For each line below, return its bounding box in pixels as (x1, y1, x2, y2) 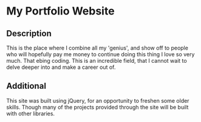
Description (6, 28, 52, 39)
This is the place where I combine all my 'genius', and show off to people (6, 44, 188, 51)
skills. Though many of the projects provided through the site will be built (6, 103, 189, 111)
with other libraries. (6, 110, 55, 117)
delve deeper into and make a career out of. (6, 63, 116, 71)
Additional (6, 81, 47, 91)
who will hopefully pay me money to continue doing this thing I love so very (6, 51, 195, 58)
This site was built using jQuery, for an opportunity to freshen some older (6, 97, 189, 104)
